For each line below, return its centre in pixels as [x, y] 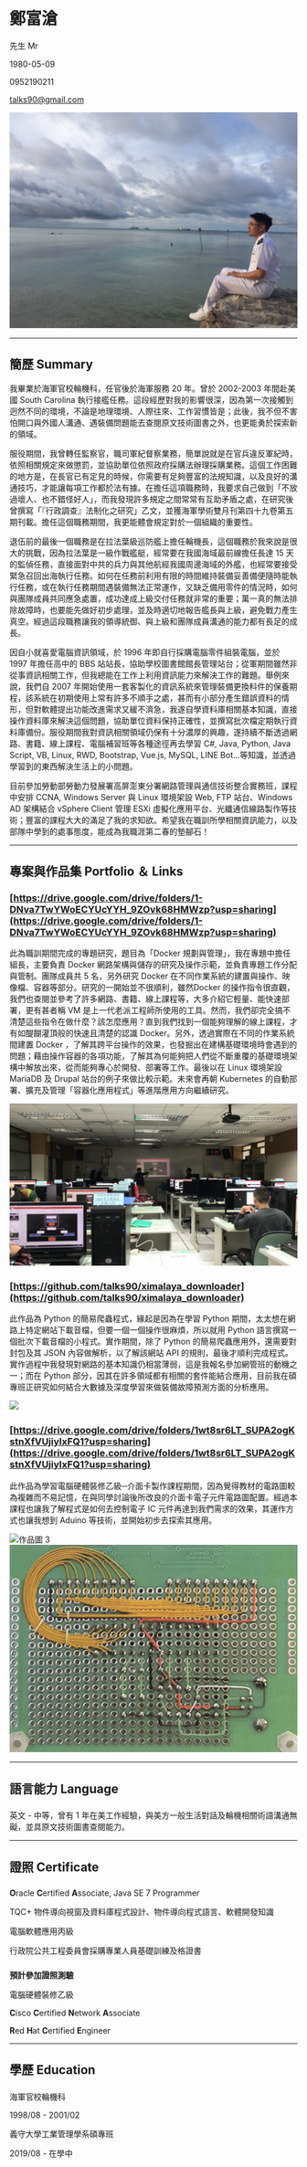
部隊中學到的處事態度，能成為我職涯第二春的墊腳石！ [110, 831]
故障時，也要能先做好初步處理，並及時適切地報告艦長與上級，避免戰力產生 [157, 609]
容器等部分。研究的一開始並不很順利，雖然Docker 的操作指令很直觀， [164, 988]
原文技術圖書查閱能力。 [85, 1827]
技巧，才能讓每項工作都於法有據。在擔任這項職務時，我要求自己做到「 [149, 487]
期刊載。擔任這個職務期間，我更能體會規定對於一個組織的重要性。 [133, 522]
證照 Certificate [54, 1867]
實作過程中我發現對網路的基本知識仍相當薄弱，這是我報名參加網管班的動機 [149, 1364]
